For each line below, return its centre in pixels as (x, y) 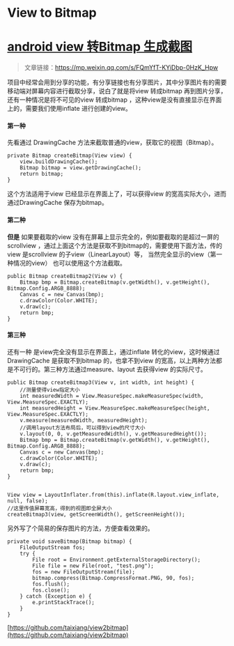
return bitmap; (42, 174)
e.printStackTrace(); (64, 602)
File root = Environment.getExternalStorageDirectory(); (116, 560)
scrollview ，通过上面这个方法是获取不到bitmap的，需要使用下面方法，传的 (115, 245)
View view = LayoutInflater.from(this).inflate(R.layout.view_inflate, (113, 495)
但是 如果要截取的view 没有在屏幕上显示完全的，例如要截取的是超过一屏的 (113, 237)
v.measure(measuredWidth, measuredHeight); (84, 420)
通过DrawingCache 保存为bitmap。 (57, 203)
